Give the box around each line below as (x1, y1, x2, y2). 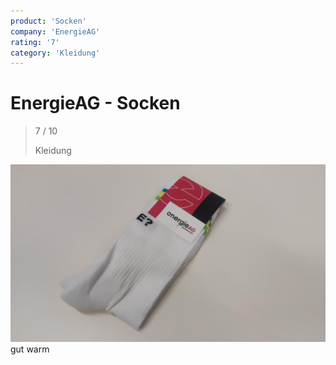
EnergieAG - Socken (10, 92, 181, 115)
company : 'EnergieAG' (10, 26, 101, 37)
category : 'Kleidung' (10, 48, 101, 58)
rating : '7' (10, 37, 60, 47)
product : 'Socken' (10, 16, 87, 26)
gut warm (10, 343, 50, 355)
